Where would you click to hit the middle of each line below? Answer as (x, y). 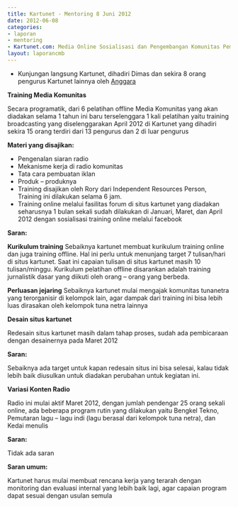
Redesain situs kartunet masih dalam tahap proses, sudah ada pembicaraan (118, 333)
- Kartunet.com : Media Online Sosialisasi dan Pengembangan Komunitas (114, 47)
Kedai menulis (28, 425)
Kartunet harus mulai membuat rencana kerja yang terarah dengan (104, 480)
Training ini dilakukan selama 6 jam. (69, 196)
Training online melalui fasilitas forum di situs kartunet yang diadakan (118, 204)
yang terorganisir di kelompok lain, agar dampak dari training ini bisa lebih (115, 298)
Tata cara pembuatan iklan (56, 174)
